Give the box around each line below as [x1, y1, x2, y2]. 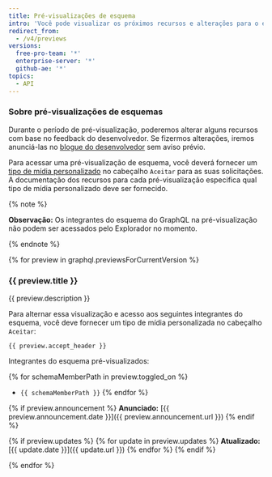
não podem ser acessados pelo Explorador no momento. [8, 224, 198, 233]
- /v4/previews [15, 34, 67, 43]
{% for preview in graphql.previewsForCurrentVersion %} [8, 254, 200, 264]
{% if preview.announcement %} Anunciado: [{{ [8, 403, 170, 413]
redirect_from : [8, 27, 60, 35]
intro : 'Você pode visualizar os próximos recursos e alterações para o [8, 19, 259, 28]
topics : [8, 72, 35, 80]
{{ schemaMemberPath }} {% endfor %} [19, 388, 148, 398]
